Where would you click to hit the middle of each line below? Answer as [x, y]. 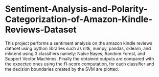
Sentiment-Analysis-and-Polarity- [76, 9]
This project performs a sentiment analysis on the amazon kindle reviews [79, 43]
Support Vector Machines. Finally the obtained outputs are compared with [79, 58]
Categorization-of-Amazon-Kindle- [79, 19]
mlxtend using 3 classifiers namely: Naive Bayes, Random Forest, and [75, 53]
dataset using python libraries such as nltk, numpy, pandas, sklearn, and [78, 48]
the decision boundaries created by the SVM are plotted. [62, 69]
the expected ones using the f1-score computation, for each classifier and [79, 64]
